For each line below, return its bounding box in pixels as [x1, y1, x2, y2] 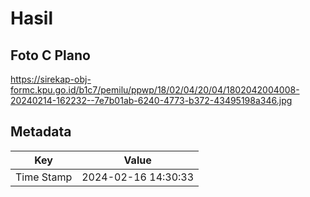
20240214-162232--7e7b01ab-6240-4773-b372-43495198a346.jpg [10, 95, 293, 106]
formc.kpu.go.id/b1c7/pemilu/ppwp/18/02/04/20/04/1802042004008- [10, 84, 300, 96]
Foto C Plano [10, 47, 91, 64]
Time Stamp [15, 170, 73, 184]
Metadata [10, 123, 72, 141]
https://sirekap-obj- [10, 73, 92, 85]
